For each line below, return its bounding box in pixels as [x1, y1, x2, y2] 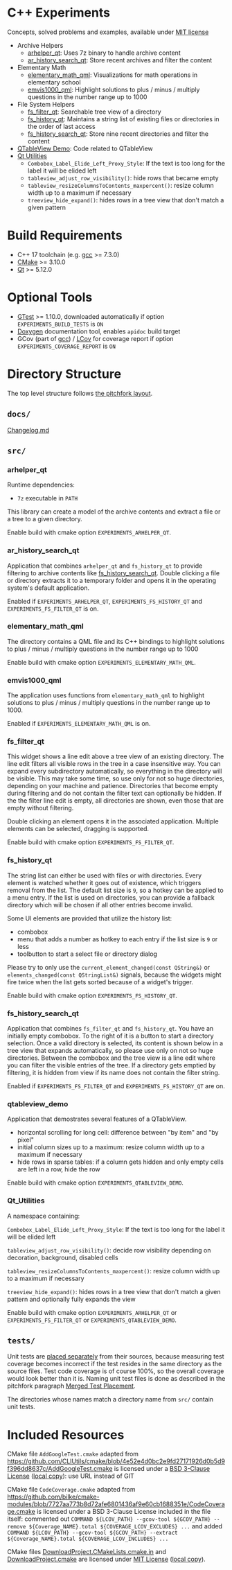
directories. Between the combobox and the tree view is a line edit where [7, 1054, 216, 1062]
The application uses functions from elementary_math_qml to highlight [7, 691, 204, 699]
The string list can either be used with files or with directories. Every [7, 871, 202, 880]
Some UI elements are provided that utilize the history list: [7, 914, 172, 923]
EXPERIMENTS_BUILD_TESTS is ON [17, 320, 104, 328]
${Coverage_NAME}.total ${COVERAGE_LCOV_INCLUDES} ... [7, 1535, 169, 1543]
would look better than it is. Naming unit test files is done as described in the [7, 1375, 226, 1383]
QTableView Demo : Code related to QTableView [17, 144, 154, 152]
